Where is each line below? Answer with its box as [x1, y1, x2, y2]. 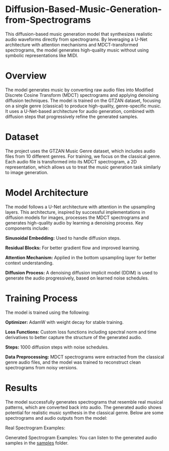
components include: [5, 225, 49, 231]
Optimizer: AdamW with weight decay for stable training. [5, 319, 124, 325]
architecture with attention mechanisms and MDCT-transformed [5, 41, 138, 47]
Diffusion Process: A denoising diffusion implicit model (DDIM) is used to [5, 269, 158, 275]
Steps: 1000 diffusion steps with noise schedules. [5, 344, 109, 350]
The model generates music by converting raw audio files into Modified [5, 87, 154, 93]
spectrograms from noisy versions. [5, 364, 78, 370]
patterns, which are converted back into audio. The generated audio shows [5, 404, 162, 410]
